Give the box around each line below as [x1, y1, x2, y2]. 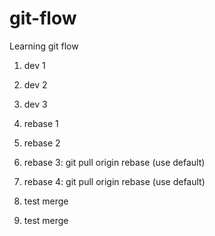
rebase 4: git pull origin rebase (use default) [23, 175, 206, 187]
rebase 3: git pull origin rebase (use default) [23, 156, 206, 168]
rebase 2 [23, 137, 61, 149]
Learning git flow [9, 40, 79, 52]
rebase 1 [23, 117, 59, 129]
